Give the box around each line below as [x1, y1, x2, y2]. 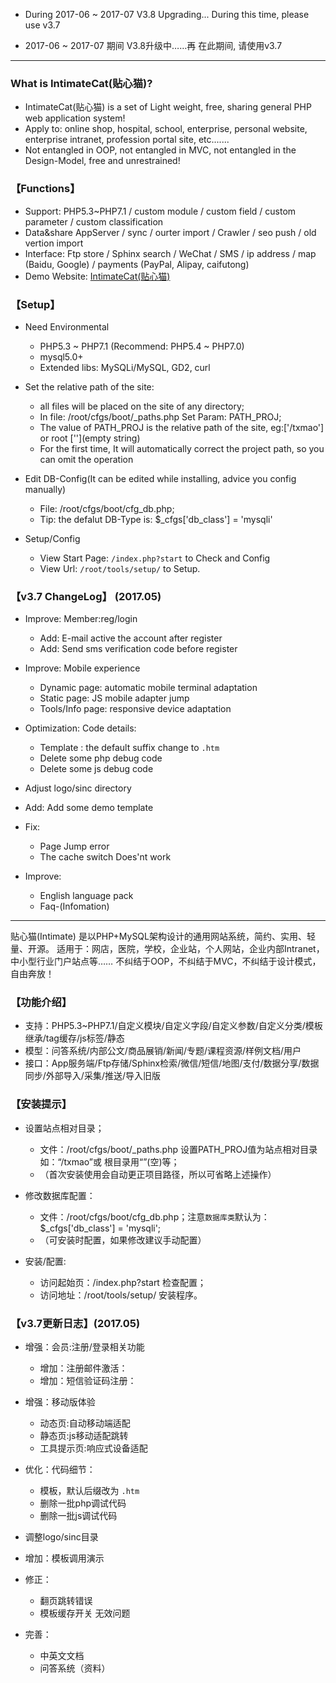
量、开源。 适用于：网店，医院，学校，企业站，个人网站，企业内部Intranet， [10, 943, 325, 955]
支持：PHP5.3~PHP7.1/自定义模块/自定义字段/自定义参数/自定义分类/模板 [24, 1020, 323, 1032]
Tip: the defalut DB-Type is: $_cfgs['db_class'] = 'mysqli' [39, 513, 273, 525]
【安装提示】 [10, 1097, 73, 1111]
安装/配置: [24, 1255, 67, 1267]
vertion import [24, 237, 84, 249]
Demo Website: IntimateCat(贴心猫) [24, 270, 171, 282]
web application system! [24, 112, 126, 124]
